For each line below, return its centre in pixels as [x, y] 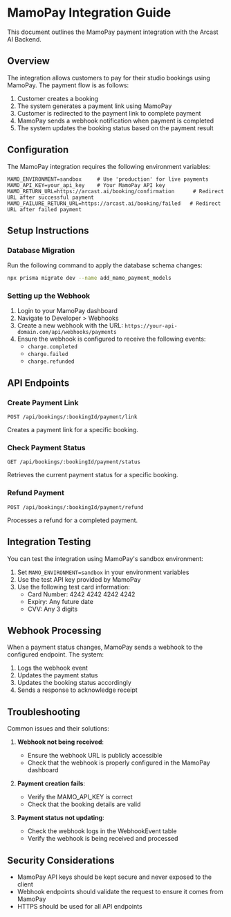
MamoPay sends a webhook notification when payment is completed [115, 121]
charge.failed [48, 355]
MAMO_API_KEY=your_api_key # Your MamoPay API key [86, 185]
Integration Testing [49, 542]
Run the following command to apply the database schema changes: [105, 265]
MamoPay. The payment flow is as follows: [68, 85]
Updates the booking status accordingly [74, 683]
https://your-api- [151, 326]
